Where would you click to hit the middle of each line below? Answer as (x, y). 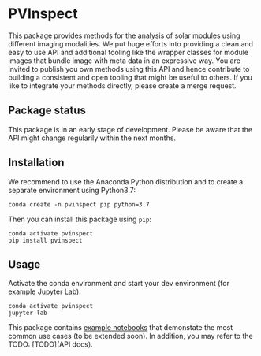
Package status (47, 111)
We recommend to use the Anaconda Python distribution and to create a (126, 181)
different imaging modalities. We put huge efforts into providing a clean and (131, 43)
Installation (36, 163)
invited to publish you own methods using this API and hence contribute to (129, 69)
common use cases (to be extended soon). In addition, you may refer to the (131, 336)
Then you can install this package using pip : (80, 219)
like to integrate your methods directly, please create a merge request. (122, 85)
